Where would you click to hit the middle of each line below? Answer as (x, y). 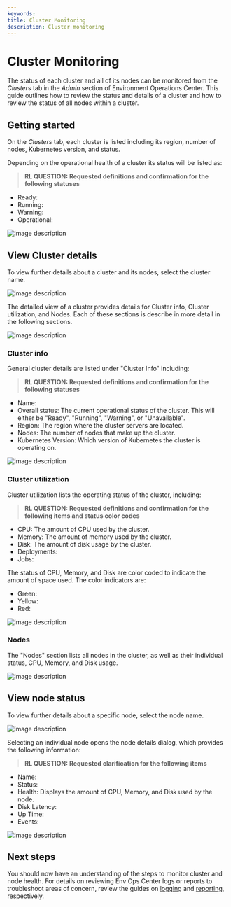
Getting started (41, 125)
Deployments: (37, 551)
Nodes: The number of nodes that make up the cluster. (96, 433)
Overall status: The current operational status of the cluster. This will (116, 411)
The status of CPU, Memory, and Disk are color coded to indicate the (107, 572)
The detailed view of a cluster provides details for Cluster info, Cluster (108, 307)
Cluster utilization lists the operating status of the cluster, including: (104, 495)
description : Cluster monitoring (56, 27)
